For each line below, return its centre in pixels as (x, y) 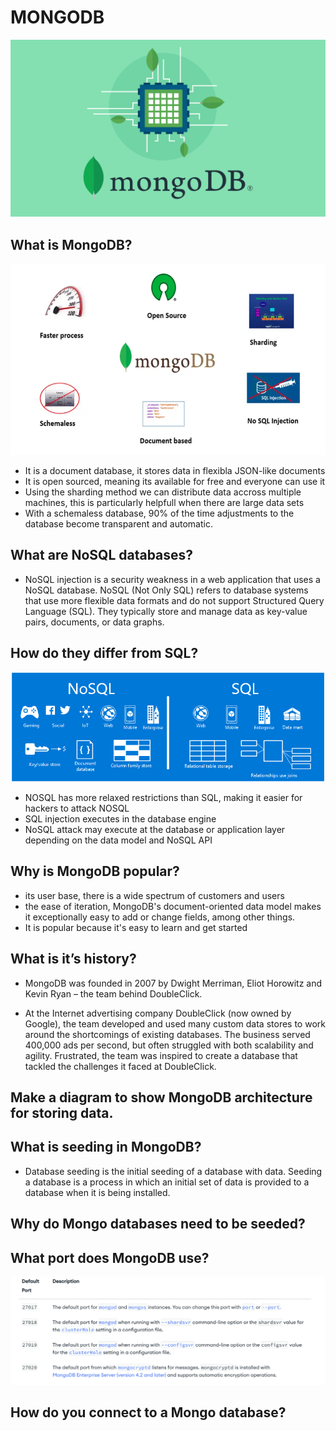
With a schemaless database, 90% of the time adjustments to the (159, 513)
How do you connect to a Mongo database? (148, 1412)
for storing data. (62, 1112)
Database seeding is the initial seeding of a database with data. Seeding (173, 1171)
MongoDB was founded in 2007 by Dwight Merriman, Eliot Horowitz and (173, 983)
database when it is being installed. (97, 1192)
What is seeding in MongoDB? (106, 1147)
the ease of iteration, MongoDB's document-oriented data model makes (173, 906)
